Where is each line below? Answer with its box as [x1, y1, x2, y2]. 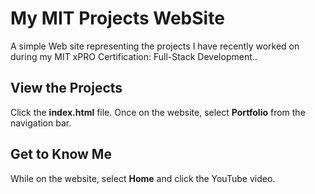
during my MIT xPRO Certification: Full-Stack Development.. [10, 50, 258, 62]
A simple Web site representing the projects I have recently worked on [10, 40, 300, 52]
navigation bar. [10, 117, 72, 129]
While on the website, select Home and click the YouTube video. [10, 172, 276, 184]
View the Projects [10, 80, 123, 97]
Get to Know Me [10, 146, 112, 163]
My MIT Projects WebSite [10, 7, 225, 30]
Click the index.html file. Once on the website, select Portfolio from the [10, 106, 306, 118]
